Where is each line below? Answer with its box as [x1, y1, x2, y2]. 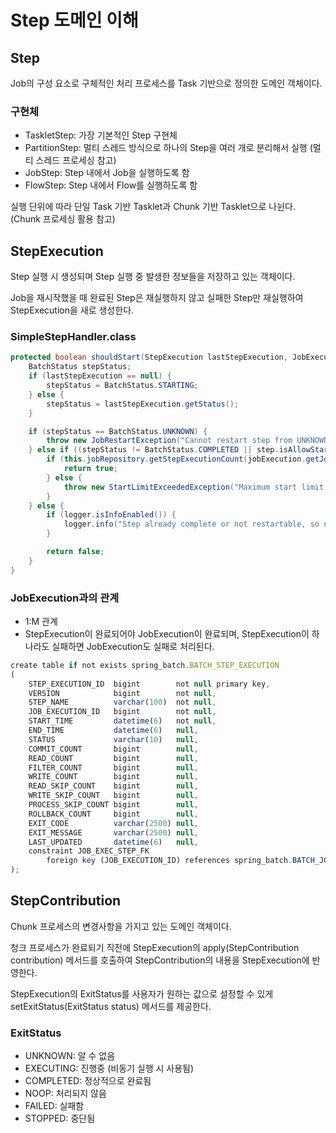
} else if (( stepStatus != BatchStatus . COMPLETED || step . [28, 445, 280, 455]
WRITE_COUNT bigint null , [28, 772, 199, 782]
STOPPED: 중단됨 [24, 1112, 96, 1125]
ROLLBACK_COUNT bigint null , [28, 809, 199, 819]
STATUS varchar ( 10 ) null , [28, 734, 199, 745]
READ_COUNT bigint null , [28, 753, 199, 763]
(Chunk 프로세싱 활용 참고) [10, 213, 116, 225]
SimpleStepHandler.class [10, 330, 137, 344]
